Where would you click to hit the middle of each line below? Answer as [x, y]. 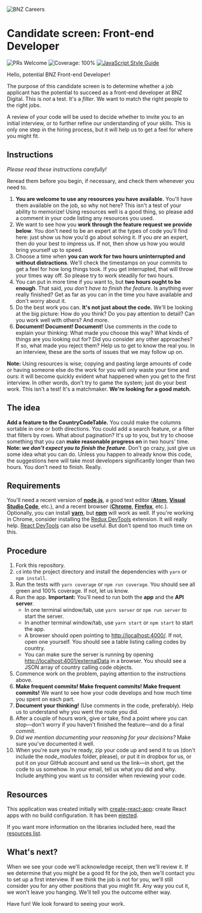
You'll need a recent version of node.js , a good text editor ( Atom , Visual [96, 500]
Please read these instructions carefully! [57, 169]
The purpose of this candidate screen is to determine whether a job [90, 86]
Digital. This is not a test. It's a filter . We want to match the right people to [97, 98]
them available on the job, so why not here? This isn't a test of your [98, 205]
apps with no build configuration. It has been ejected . [73, 815]
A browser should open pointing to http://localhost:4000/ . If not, [104, 635]
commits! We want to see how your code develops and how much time [104, 693]
